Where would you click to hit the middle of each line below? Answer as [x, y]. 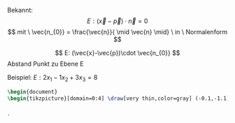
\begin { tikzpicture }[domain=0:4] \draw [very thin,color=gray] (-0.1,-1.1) [119, 98]
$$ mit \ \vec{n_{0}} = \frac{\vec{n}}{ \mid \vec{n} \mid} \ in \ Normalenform [117, 32]
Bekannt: [20, 10]
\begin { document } [33, 92]
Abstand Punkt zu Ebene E [45, 64]
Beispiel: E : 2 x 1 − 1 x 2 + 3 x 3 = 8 [52, 78]
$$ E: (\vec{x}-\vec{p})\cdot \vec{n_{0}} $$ [117, 53]
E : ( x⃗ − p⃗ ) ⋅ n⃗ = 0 [117, 21]
